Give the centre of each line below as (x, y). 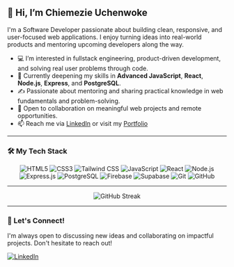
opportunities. (37, 115)
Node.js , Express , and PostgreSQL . (69, 83)
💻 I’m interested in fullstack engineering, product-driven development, (119, 58)
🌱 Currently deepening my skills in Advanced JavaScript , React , (110, 75)
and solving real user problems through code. (83, 68)
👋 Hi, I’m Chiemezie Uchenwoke (77, 13)
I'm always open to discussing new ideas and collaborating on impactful (110, 236)
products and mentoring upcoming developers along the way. (96, 44)
